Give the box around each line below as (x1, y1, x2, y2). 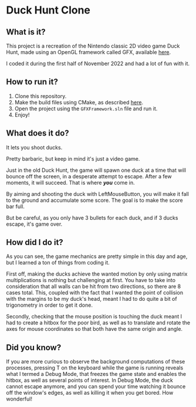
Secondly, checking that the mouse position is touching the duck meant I (6, 313, 183, 320)
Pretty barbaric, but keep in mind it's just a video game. (6, 155, 140, 162)
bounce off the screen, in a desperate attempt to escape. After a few (6, 172, 172, 179)
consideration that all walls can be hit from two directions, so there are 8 (6, 283, 181, 290)
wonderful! (6, 395, 32, 402)
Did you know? (6, 342, 62, 352)
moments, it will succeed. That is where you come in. (6, 179, 135, 186)
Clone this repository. (14, 92, 67, 100)
